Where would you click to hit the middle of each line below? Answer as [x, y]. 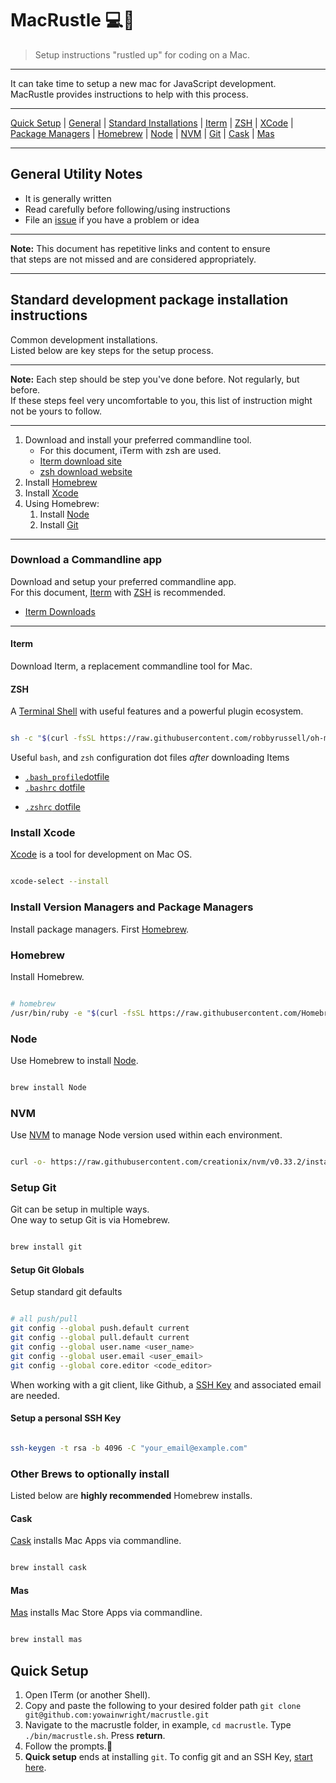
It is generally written [68, 198]
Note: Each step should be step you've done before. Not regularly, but [155, 379]
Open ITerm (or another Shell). [87, 1694]
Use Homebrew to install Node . [74, 1060]
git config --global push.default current [100, 1328]
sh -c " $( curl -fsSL [53, 738]
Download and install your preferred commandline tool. [138, 439]
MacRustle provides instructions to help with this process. [129, 94]
